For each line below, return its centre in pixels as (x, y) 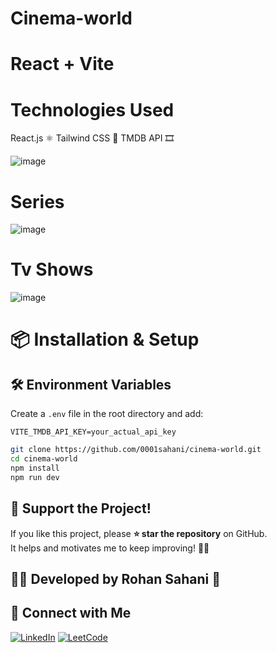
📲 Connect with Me (71, 613)
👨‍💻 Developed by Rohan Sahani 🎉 (116, 578)
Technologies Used (92, 109)
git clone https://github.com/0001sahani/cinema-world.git (136, 450)
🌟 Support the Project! (81, 508)
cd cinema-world (44, 459)
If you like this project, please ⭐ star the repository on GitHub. (139, 533)
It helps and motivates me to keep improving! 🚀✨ (110, 548)
